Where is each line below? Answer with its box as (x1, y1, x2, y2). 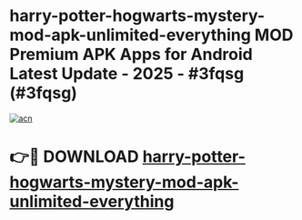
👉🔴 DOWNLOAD (9, 146, 139, 167)
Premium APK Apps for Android (9, 45, 253, 65)
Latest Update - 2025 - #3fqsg (9, 64, 245, 85)
